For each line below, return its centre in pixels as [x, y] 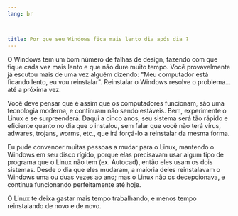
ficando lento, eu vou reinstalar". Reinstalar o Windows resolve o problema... [119, 81]
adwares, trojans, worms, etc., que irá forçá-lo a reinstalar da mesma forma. [119, 133]
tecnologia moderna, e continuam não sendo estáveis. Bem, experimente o [117, 110]
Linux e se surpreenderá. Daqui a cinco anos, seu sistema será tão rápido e [118, 118]
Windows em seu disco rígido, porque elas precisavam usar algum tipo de [115, 154]
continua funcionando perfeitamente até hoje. [74, 184]
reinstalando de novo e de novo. [54, 205]
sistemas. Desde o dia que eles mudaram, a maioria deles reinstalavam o [114, 169]
